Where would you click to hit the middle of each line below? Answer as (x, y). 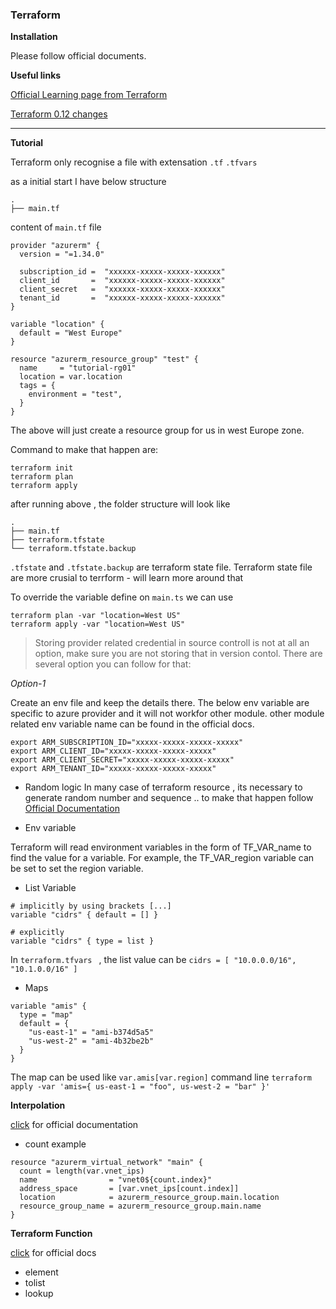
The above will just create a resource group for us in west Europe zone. (157, 430)
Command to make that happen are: (84, 450)
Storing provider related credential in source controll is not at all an (172, 643)
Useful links (36, 75)
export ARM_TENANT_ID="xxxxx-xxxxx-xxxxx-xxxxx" (113, 769)
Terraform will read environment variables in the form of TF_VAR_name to (161, 847)
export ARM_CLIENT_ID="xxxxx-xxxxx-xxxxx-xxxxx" (113, 751)
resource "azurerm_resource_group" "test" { (104, 359)
